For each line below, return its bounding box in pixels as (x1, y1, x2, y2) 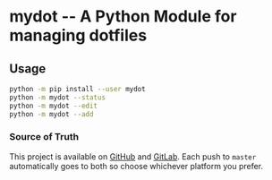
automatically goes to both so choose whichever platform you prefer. (9, 160, 264, 171)
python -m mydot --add (9, 109, 94, 118)
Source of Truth (9, 131, 79, 143)
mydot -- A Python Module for (9, 6, 237, 27)
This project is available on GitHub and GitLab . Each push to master (9, 150, 257, 162)
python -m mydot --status (9, 92, 106, 102)
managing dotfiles (9, 25, 148, 46)
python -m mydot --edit (9, 101, 98, 110)
